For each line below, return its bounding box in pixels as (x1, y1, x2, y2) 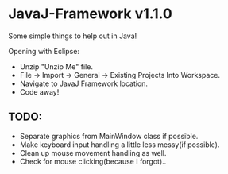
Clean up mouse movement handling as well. (19, 148, 167, 157)
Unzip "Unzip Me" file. (19, 61, 94, 72)
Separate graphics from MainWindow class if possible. (19, 131, 199, 141)
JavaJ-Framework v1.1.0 (8, 5, 172, 23)
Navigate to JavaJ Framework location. (19, 79, 149, 88)
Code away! (19, 87, 60, 96)
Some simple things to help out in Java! (8, 31, 137, 41)
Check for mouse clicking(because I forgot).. (19, 157, 167, 166)
